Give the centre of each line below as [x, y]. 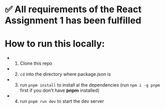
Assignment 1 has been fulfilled [73, 21]
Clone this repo [36, 63]
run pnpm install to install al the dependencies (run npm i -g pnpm [90, 85]
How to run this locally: [55, 44]
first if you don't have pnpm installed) [59, 91]
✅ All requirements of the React [73, 9]
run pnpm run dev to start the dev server [62, 101]
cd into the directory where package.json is [65, 74]
